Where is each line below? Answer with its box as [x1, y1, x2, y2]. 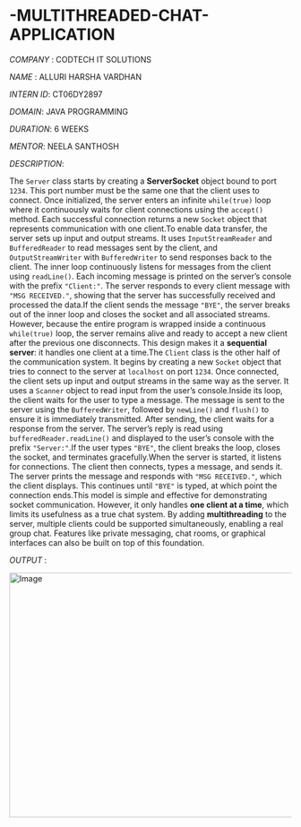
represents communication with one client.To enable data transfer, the [9, 223, 268, 234]
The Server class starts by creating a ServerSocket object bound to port [9, 176, 277, 186]
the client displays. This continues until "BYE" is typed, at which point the [9, 480, 278, 491]
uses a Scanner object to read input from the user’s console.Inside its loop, [9, 384, 284, 395]
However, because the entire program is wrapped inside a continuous [9, 318, 266, 329]
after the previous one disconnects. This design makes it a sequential [9, 337, 267, 348]
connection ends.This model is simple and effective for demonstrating [9, 489, 268, 500]
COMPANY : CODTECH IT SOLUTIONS [9, 54, 152, 65]
